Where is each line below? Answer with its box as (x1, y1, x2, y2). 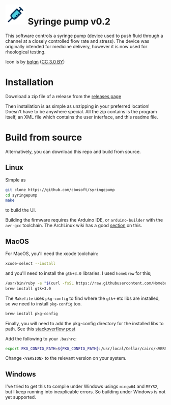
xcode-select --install (5, 261, 56, 266)
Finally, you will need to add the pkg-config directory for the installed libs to (5, 320, 164, 326)
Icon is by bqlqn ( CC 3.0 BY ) (5, 58, 65, 65)
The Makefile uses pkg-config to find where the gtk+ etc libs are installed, (5, 295, 160, 301)
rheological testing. (5, 49, 46, 55)
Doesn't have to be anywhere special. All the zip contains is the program (5, 108, 157, 114)
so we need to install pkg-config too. (5, 300, 82, 306)
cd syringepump (5, 193, 38, 198)
